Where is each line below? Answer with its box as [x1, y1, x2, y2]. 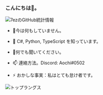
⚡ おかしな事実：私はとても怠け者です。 [12, 72, 95, 78]
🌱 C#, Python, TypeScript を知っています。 [12, 38, 101, 44]
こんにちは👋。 [5, 4, 40, 11]
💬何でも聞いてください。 [12, 49, 64, 55]
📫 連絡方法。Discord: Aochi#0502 [12, 60, 85, 66]
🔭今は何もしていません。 [12, 28, 64, 34]
